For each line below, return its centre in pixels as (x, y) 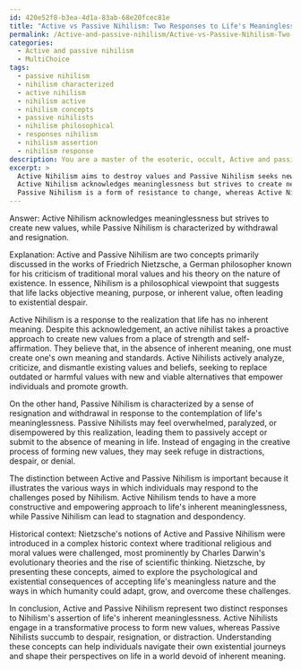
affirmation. (30, 348)
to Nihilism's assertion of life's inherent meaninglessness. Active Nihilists (144, 618)
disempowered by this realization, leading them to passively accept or (138, 432)
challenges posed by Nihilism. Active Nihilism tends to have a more (133, 497)
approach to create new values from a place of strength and (120, 339)
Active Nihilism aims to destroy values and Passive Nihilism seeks (148, 176)
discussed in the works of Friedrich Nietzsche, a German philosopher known (150, 264)
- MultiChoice (43, 59)
